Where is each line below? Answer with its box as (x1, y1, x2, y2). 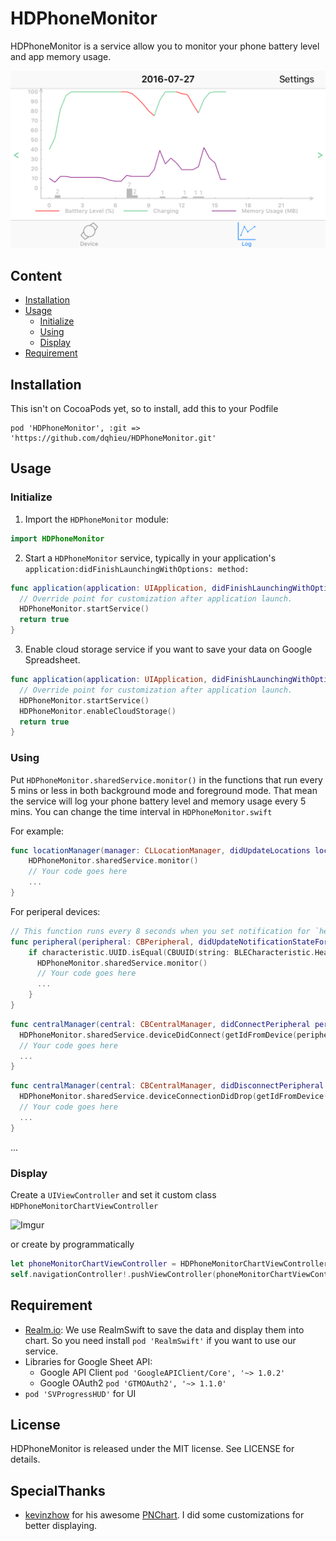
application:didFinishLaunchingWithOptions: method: (24, 564, 250, 574)
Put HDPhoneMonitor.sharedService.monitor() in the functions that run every (10, 773, 323, 786)
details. (10, 1453, 41, 1466)
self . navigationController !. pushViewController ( (10, 1269, 217, 1279)
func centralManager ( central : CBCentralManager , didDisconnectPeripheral (10, 1081, 325, 1091)
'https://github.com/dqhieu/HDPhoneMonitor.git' (10, 433, 217, 444)
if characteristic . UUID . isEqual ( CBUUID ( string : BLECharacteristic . (28, 947, 315, 957)
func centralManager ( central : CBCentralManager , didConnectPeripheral (10, 1019, 311, 1029)
